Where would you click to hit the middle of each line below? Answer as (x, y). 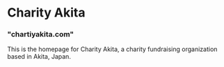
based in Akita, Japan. (39, 57)
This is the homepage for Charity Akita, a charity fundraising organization (112, 49)
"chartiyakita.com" (41, 35)
